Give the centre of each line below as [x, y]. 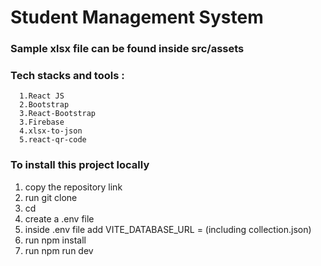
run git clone [51, 197]
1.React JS [42, 96]
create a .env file [59, 218]
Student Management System [137, 17]
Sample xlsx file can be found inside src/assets [127, 49]
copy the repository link [73, 187]
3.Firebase [42, 122]
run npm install [55, 240]
